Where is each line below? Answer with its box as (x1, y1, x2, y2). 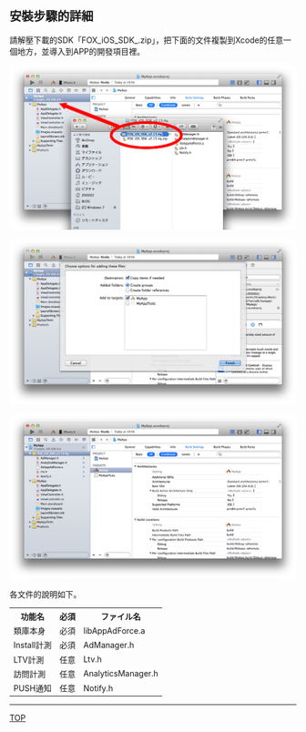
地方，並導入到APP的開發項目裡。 (16, 46, 146, 56)
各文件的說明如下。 (9, 589, 82, 600)
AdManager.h (83, 639, 135, 650)
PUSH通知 (13, 683, 52, 694)
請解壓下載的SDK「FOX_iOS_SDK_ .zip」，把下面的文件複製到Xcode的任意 (9, 35, 284, 46)
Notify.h (83, 682, 114, 694)
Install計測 (13, 640, 52, 651)
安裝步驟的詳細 (9, 8, 94, 25)
